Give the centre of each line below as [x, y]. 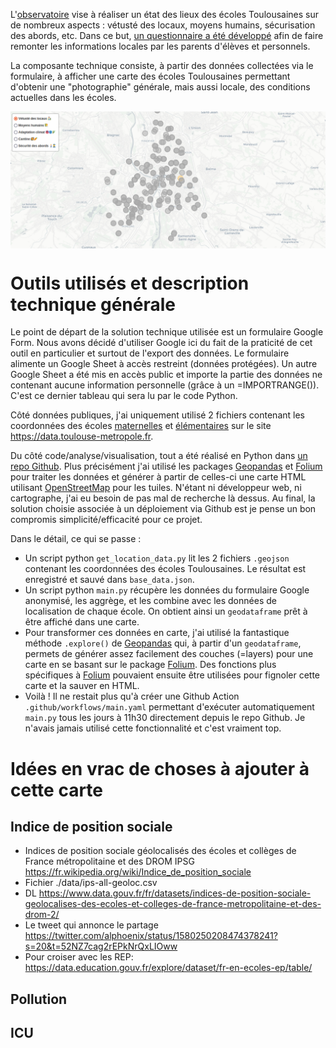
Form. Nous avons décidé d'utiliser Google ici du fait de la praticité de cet [161, 343]
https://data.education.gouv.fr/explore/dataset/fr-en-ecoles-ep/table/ [168, 968]
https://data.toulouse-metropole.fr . [82, 436]
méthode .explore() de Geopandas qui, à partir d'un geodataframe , [163, 643]
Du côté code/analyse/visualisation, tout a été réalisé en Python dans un [159, 456]
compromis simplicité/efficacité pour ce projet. [106, 520]
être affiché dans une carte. [82, 622]
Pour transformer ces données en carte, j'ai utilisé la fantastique [157, 633]
